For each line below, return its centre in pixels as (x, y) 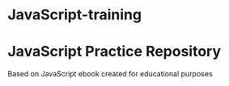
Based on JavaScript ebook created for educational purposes (110, 74)
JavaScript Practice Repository (114, 52)
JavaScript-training (75, 15)
